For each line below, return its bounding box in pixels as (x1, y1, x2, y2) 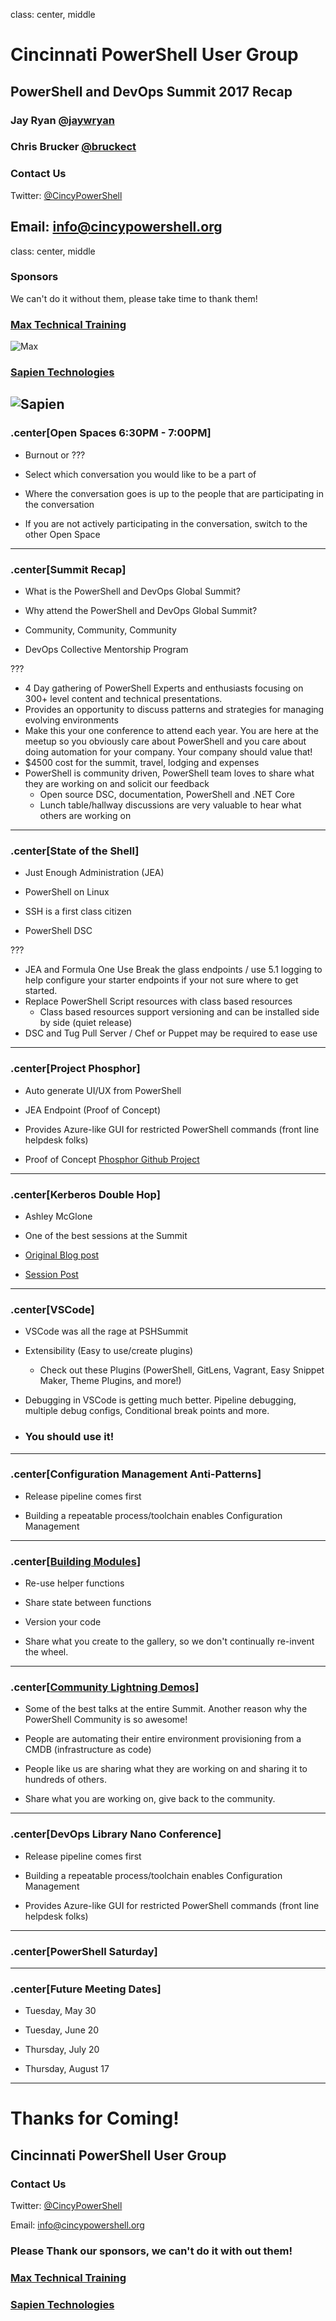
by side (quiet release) (39, 1017, 133, 1029)
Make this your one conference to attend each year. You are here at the (24, 725, 319, 737)
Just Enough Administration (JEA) (24, 867, 165, 879)
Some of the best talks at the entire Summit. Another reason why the (24, 1703, 308, 1715)
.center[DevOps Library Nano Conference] (10, 1827, 222, 1841)
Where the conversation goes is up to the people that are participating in (24, 487, 324, 499)
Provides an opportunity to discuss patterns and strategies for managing (24, 704, 325, 716)
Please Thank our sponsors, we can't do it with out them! (10, 2244, 293, 2258)
